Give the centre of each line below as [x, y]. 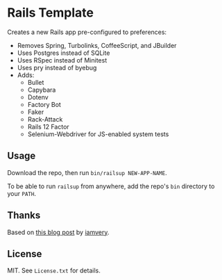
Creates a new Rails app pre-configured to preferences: [87, 32]
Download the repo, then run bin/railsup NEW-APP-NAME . [87, 172]
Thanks [24, 216]
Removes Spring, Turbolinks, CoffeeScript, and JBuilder [97, 45]
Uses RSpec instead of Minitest [62, 60]
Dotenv [38, 97]
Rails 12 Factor [48, 126]
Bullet [36, 82]
